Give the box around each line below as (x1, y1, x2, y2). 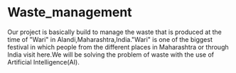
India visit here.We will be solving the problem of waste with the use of (7, 50, 215, 59)
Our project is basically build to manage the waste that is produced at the (7, 28, 222, 36)
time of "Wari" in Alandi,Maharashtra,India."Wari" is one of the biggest (7, 35, 213, 43)
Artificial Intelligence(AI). (7, 57, 80, 66)
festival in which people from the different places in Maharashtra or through (7, 43, 229, 51)
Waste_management (7, 4, 133, 21)
